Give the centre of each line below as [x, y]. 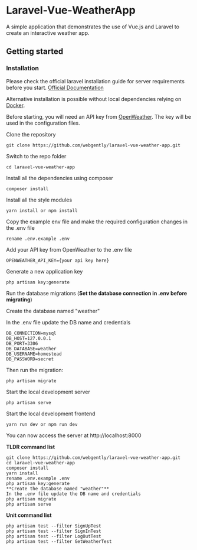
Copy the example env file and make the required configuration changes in [97, 222]
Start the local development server [48, 392]
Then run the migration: [35, 370]
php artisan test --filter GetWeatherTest [59, 541]
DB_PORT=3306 [22, 343]
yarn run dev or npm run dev [42, 424]
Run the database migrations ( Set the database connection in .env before [97, 293]
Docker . [16, 105]
